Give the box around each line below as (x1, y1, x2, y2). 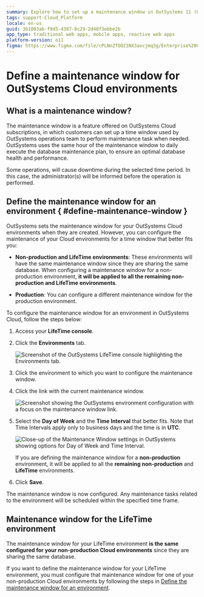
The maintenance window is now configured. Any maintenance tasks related (6, 490, 197, 497)
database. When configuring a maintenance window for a (15, 266, 159, 273)
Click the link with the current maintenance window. (15, 387, 144, 395)
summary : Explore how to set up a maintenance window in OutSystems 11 (6, 9, 191, 15)
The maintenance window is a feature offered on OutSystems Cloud (6, 122, 176, 129)
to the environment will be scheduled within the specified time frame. (6, 496, 180, 504)
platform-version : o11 (6, 37, 64, 43)
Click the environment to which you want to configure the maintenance (15, 369, 193, 377)
